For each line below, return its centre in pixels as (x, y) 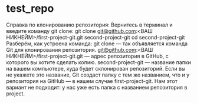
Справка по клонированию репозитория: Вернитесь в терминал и (89, 25)
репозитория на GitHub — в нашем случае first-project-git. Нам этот (92, 81)
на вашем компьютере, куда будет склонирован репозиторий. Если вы (96, 68)
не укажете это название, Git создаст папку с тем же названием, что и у (98, 75)
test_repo (30, 9)
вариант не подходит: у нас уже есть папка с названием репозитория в (97, 87)
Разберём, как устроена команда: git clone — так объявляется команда (97, 44)
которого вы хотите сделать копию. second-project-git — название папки (99, 62)
